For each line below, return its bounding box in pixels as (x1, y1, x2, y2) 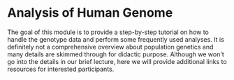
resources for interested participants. (7, 65, 115, 73)
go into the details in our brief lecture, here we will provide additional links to (7, 57, 227, 65)
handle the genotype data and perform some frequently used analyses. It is (7, 35, 225, 43)
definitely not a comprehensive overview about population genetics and (7, 42, 214, 51)
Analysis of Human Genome (7, 5, 173, 21)
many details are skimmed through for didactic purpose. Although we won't (7, 50, 225, 58)
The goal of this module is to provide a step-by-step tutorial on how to (7, 28, 210, 36)
